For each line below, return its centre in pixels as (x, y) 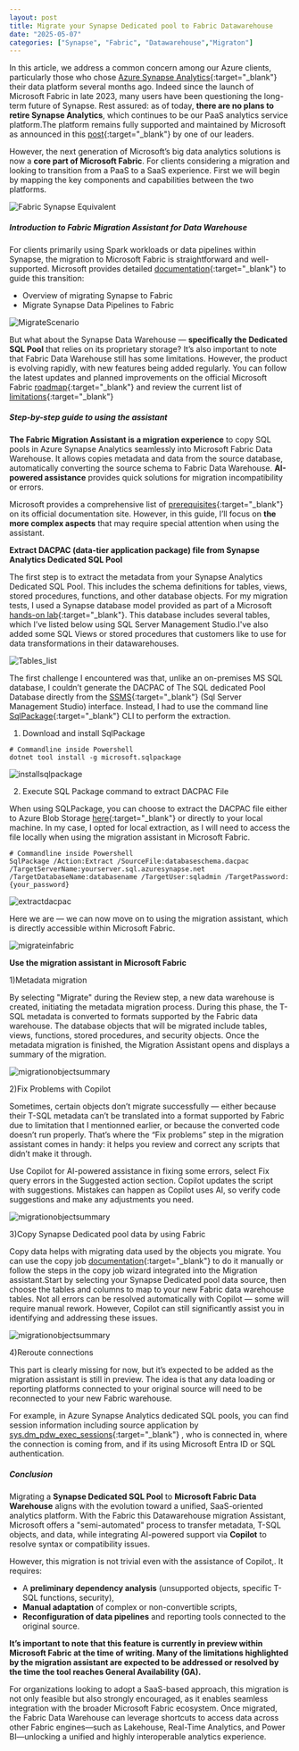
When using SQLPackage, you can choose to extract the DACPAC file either (148, 808)
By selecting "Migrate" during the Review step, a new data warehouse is (142, 998)
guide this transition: (47, 279)
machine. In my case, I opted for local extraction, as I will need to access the (149, 828)
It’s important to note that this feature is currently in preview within (136, 1644)
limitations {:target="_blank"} (62, 397)
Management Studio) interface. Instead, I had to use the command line (139, 707)
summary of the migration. (58, 1054)
